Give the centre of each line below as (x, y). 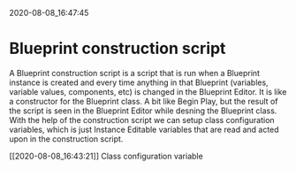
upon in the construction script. (66, 139)
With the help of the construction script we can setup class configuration (142, 120)
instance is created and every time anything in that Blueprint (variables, (139, 82)
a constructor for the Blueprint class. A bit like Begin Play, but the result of (144, 101)
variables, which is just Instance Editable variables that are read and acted (144, 129)
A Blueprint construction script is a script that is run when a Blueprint (135, 73)
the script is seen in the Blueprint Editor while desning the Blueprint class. (143, 111)
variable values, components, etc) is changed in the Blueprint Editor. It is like (148, 91)
